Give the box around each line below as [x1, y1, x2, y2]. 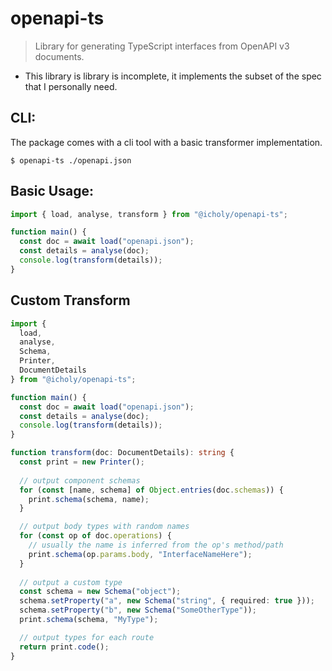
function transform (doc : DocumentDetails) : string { [10, 448, 235, 458]
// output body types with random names [19, 522, 190, 532]
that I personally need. [24, 80, 118, 92]
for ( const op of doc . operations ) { [19, 531, 172, 541]
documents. [34, 50, 85, 62]
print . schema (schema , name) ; [28, 494, 150, 504]
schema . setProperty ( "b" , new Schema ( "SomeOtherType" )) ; [19, 605, 257, 616]
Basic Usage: [10, 183, 94, 200]
